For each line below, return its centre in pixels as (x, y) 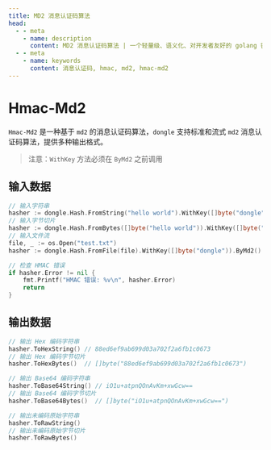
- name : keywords (52, 61)
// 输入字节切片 (32, 221)
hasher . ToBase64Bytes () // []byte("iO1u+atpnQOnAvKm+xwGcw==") (119, 401)
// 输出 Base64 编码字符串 (49, 379)
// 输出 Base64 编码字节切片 (52, 394)
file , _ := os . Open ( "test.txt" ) (63, 243)
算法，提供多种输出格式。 (65, 141)
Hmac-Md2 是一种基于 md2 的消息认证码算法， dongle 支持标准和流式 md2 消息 (132, 131)
